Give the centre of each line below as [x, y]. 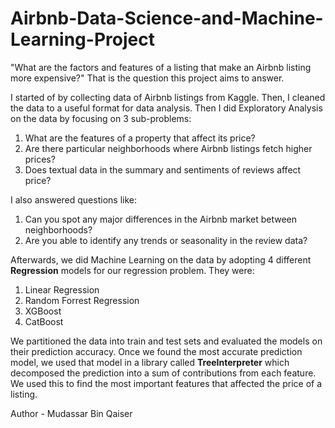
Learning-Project [82, 39]
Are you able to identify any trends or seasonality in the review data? [166, 240]
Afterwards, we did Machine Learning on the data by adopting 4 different [161, 259]
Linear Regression [62, 289]
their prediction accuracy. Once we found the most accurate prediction [156, 351]
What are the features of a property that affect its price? [140, 138]
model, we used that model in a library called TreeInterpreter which [150, 362]
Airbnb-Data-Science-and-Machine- [167, 18]
